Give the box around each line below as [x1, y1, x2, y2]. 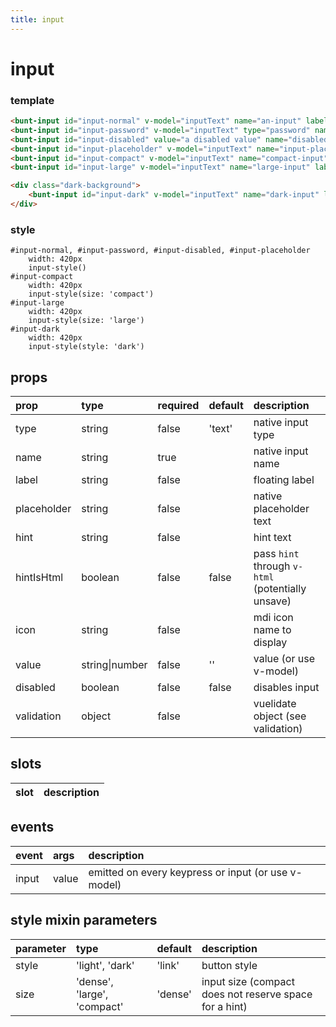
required [157, 399, 200, 413]
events [10, 819, 55, 836]
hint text [253, 531, 292, 545]
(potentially [253, 582, 307, 596]
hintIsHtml [15, 571, 64, 585]
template [10, 93, 55, 107]
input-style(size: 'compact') [28, 289, 155, 300]
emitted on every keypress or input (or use [88, 865, 288, 879]
